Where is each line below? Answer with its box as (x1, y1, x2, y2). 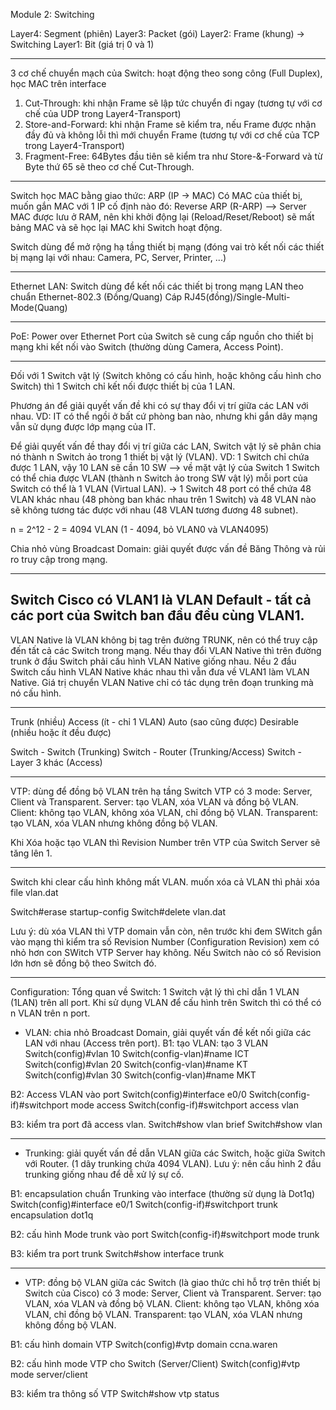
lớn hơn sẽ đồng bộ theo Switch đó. (10, 957, 157, 969)
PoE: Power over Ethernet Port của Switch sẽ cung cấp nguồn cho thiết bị (10, 330, 314, 342)
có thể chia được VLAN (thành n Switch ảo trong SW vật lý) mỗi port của (10, 472, 308, 484)
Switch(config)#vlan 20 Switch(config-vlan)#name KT (24, 1058, 248, 1070)
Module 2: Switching (10, 9, 95, 20)
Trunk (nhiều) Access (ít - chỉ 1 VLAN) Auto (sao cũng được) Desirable (10, 715, 299, 728)
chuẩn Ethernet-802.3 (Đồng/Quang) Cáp (10, 291, 183, 303)
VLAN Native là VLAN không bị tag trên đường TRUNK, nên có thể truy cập (10, 634, 318, 646)
